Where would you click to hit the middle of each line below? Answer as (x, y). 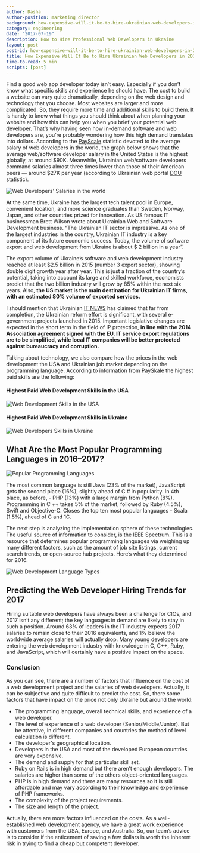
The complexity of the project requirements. (69, 800)
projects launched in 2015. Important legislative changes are (111, 321)
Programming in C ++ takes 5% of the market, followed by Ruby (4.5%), (94, 504)
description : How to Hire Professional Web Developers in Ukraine (90, 39)
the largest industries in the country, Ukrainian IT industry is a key (87, 234)
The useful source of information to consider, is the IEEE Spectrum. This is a (99, 535)
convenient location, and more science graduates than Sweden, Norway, (95, 209)
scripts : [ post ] (26, 67)
